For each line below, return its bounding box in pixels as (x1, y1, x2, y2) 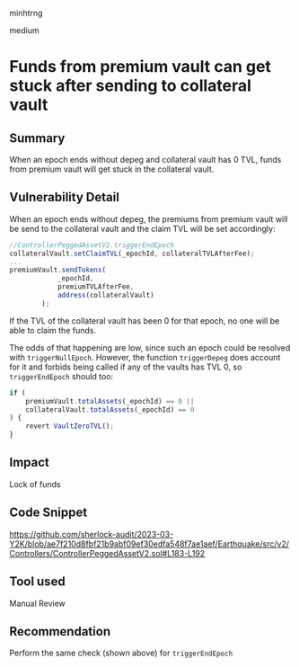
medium (9, 25, 40, 35)
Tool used (9, 574, 66, 590)
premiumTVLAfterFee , (57, 282, 135, 291)
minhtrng (9, 8, 43, 18)
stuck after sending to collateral (9, 76, 251, 96)
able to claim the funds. (9, 325, 97, 335)
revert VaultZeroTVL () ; (25, 422, 115, 431)
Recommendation (9, 624, 110, 639)
